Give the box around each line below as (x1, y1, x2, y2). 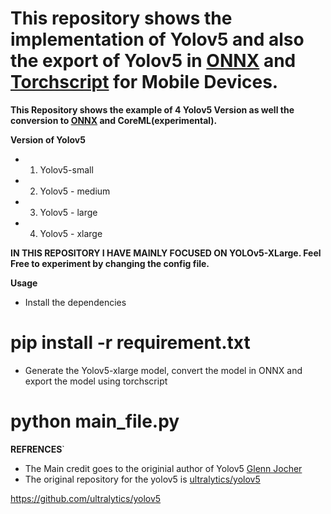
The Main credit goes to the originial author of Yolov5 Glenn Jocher (24, 462, 303, 474)
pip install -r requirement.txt (10, 332, 251, 354)
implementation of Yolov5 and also (10, 28, 305, 51)
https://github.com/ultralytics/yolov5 (10, 492, 162, 504)
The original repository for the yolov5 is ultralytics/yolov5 (24, 473, 261, 485)
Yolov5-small (39, 163, 94, 176)
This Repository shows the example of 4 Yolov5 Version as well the (10, 103, 295, 116)
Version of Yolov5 (10, 133, 86, 146)
